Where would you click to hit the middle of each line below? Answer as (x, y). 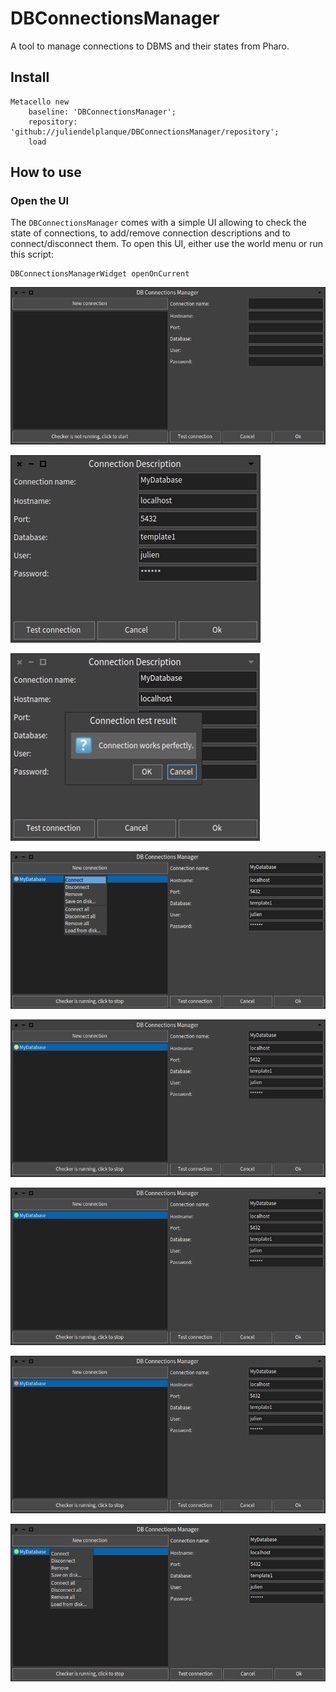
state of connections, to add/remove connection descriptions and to (150, 233)
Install (30, 77)
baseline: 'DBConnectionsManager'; (102, 112)
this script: (32, 254)
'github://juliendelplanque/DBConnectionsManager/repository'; (145, 132)
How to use (46, 172)
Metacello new (40, 102)
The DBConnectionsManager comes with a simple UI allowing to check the (158, 223)
